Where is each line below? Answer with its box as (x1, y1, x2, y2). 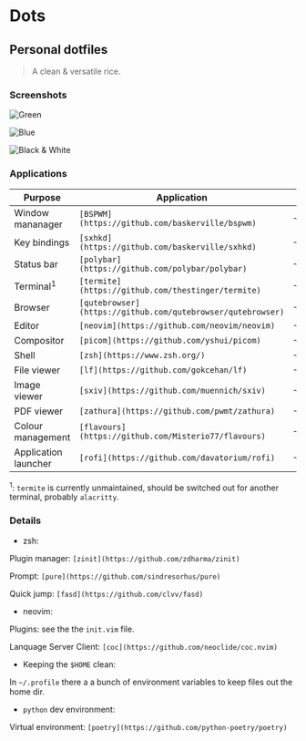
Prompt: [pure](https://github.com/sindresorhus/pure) (9, 571, 221, 581)
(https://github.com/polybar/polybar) (78, 263, 248, 273)
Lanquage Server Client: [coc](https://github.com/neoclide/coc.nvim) (9, 641, 278, 652)
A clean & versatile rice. (31, 66, 121, 77)
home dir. (9, 685, 46, 697)
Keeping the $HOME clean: (22, 658, 117, 670)
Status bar (14, 257, 58, 270)
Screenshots (9, 88, 67, 101)
